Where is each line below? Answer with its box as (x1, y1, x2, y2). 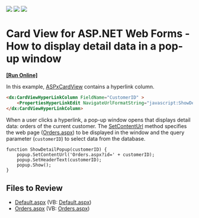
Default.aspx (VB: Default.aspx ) (14, 199, 92, 206)
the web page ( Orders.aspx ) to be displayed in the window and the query (6, 129, 185, 136)
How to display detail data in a (6, 40, 157, 53)
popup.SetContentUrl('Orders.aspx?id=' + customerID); (17, 151, 155, 158)
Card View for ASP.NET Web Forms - (6, 27, 190, 41)
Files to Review (6, 183, 63, 193)
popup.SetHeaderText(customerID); (17, 157, 102, 162)
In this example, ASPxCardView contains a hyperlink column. (6, 83, 155, 90)
